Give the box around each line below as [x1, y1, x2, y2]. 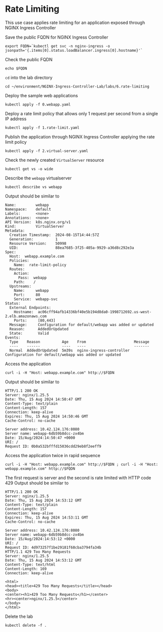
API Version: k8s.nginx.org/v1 [5, 219, 71, 224]
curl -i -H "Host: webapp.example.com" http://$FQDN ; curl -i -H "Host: [5, 462, 159, 467]
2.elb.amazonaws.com [5, 314, 47, 319]
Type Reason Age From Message [9, 339, 150, 344]
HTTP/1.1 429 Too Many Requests [5, 549, 71, 554]
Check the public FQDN [5, 56, 53, 62]
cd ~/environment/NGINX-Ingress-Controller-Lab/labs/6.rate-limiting [5, 84, 150, 89]
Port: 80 [14, 292, 41, 297]
